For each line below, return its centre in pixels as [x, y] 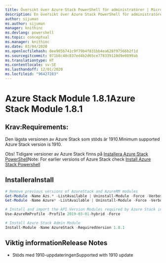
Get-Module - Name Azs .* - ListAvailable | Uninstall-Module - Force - [77, 196]
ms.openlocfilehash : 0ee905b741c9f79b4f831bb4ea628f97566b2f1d [72, 51]
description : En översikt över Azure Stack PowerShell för [67, 14]
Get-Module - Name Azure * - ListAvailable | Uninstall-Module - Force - [78, 201]
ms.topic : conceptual [27, 38]
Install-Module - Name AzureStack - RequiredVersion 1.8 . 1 [65, 227]
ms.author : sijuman [25, 23]
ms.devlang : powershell [30, 33]
